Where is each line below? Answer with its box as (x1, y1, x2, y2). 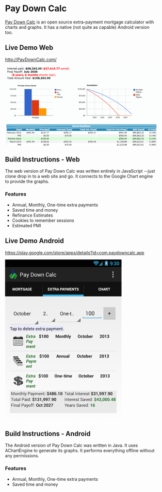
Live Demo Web (5, 43, 53, 52)
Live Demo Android (5, 237, 64, 245)
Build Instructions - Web (5, 156, 80, 163)
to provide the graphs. (5, 178, 49, 184)
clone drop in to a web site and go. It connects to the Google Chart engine (5, 174, 153, 179)
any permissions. (5, 453, 39, 459)
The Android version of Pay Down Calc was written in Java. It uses (5, 442, 138, 449)
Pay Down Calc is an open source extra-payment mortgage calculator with (5, 19, 154, 25)
